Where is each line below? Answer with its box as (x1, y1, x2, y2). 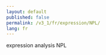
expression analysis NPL (6, 42, 67, 49)
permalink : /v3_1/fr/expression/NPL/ (6, 20, 101, 26)
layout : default (6, 8, 47, 15)
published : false (6, 14, 50, 20)
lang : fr (6, 25, 28, 32)
